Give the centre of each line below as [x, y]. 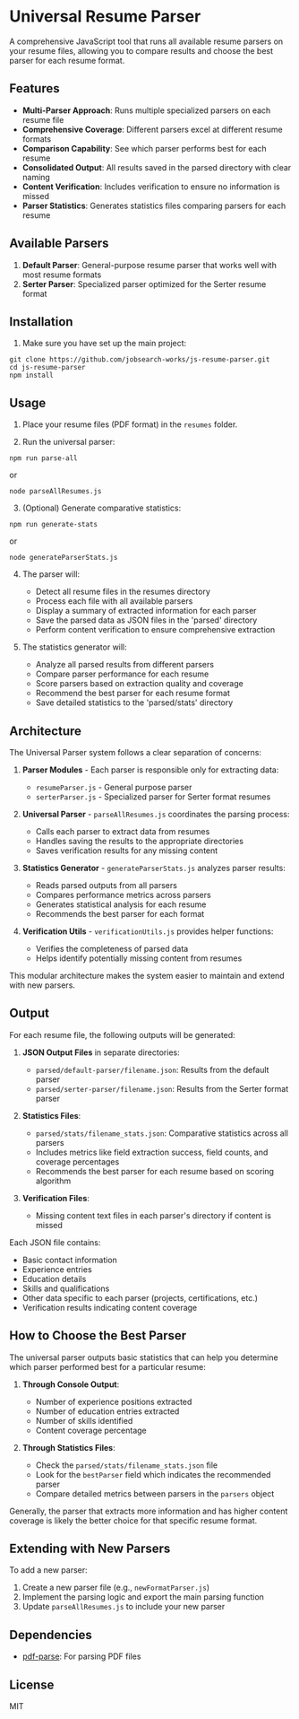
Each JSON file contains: [55, 1242]
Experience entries [57, 1269]
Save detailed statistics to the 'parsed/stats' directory [134, 702]
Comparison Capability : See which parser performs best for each [144, 148]
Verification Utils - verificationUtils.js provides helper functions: [148, 931]
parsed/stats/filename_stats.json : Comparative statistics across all [162, 1133]
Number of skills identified [84, 1420]
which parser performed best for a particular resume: [107, 1366]
